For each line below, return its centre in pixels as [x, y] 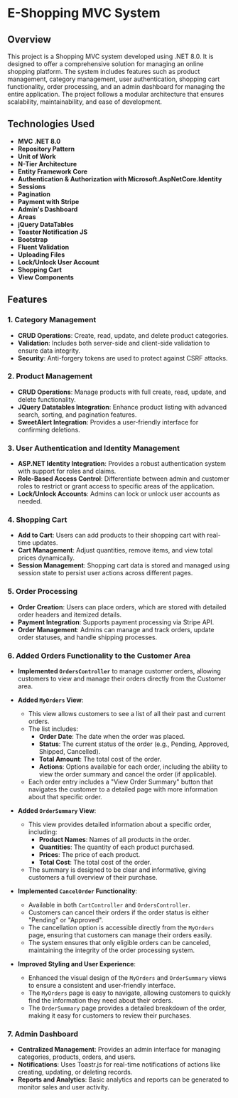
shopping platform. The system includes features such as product [104, 71]
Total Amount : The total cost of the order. [100, 759]
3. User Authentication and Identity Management [93, 448]
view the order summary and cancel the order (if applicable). [128, 774]
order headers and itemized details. [70, 614]
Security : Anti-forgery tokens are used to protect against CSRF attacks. [123, 358]
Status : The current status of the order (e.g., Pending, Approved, [134, 744]
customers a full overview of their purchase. [93, 877]
